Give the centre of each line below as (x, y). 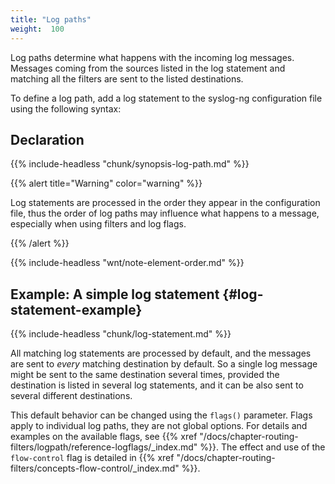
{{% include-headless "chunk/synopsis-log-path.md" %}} (130, 164)
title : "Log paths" (51, 19)
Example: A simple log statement (115, 294)
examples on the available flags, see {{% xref (104, 437)
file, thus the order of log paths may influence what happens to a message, (165, 213)
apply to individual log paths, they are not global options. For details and (159, 426)
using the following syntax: (66, 108)
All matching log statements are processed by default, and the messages (161, 353)
